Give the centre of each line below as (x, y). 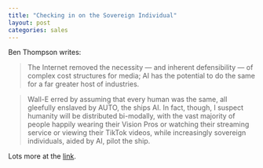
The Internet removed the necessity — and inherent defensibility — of (140, 68)
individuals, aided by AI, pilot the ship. (89, 141)
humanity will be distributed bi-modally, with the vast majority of (131, 116)
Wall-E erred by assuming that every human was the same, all (127, 100)
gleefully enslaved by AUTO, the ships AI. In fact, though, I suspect (135, 108)
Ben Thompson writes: (45, 53)
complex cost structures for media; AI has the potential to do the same (141, 76)
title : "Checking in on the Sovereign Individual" (93, 15)
